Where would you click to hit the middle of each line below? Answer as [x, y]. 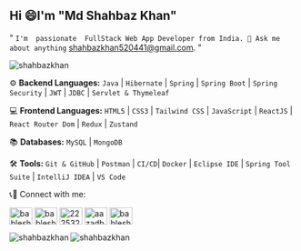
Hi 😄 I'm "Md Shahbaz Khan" [93, 16]
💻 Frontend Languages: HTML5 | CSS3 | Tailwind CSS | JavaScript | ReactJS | [151, 110]
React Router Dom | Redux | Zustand [74, 124]
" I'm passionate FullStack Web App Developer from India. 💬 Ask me [145, 37]
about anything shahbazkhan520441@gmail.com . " [105, 47]
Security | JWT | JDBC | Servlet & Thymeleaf [90, 92]
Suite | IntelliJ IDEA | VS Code [68, 176]
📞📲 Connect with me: [48, 194]
